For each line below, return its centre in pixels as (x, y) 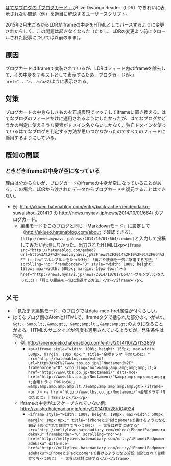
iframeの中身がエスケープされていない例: (63, 403)
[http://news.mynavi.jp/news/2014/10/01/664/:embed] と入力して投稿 (93, 238)
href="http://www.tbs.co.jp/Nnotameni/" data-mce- (83, 372)
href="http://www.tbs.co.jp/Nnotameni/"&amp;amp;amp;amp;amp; (95, 377)
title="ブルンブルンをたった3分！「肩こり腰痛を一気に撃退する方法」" (93, 260)
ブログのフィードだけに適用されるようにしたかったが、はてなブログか (88, 118)
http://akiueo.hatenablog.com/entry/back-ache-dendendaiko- (85, 207)
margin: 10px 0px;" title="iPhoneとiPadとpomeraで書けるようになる (97, 420)
